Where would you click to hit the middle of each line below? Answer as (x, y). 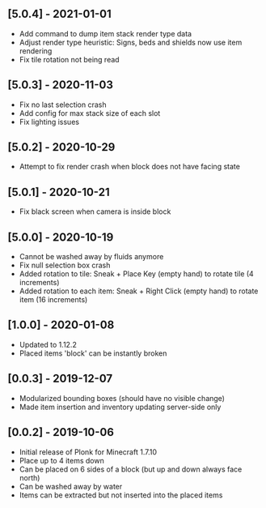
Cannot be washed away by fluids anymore (91, 257)
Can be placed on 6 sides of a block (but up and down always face (131, 469)
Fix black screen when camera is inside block (95, 211)
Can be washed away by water (71, 486)
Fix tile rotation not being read (69, 59)
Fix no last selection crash (63, 105)
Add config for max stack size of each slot (90, 113)
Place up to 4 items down (61, 460)
